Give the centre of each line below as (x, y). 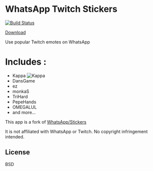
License (18, 152)
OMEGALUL (25, 107)
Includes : (26, 62)
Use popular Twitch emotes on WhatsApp (48, 42)
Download (16, 32)
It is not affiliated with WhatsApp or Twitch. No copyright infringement (76, 131)
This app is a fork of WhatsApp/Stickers (46, 122)
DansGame (24, 81)
